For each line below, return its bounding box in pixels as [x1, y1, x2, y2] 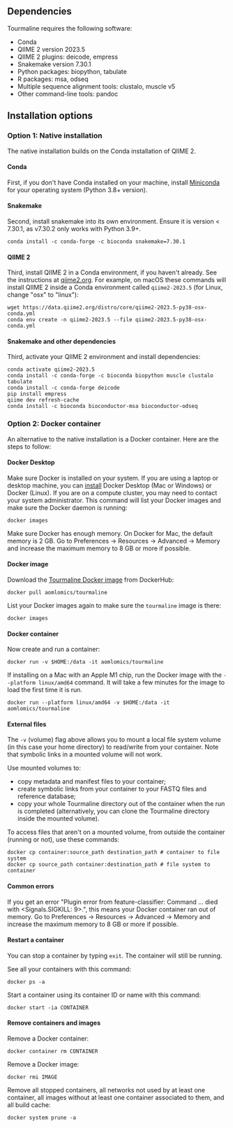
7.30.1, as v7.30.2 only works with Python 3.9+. [7, 224, 142, 233]
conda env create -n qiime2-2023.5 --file [7, 316, 133, 323]
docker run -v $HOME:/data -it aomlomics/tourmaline [7, 659, 164, 666]
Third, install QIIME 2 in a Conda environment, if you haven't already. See [7, 268, 218, 277]
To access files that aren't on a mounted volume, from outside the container [7, 828, 225, 837]
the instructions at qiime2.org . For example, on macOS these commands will [7, 276, 227, 284]
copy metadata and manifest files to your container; [17, 777, 166, 786]
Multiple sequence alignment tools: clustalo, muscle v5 [17, 82, 176, 90]
